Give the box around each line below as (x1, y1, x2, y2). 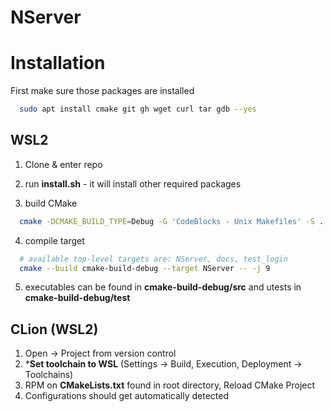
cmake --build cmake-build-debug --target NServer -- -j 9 (19, 263, 271, 273)
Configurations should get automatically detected (24, 390, 229, 402)
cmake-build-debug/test (24, 292, 131, 304)
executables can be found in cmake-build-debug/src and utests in (24, 281, 302, 293)
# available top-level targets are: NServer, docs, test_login (19, 254, 288, 264)
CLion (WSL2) (10, 321, 99, 338)
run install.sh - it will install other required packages (24, 177, 242, 190)
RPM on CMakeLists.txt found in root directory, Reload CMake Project (24, 379, 316, 391)
